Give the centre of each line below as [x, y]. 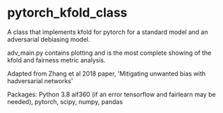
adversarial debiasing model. [49, 39]
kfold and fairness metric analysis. [56, 60]
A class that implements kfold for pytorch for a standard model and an [108, 32]
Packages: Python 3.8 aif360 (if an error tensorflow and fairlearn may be [111, 94]
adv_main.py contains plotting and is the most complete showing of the [109, 53]
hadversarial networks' [40, 80]
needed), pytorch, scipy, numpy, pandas [65, 101]
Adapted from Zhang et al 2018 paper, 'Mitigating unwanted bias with [107, 73]
